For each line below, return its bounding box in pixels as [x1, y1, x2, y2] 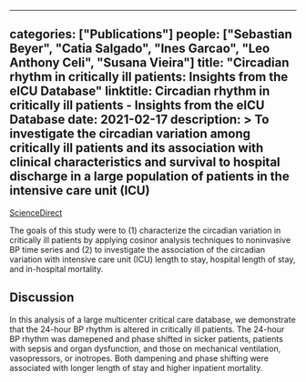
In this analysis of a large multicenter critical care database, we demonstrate [9, 314, 296, 325]
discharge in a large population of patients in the [9, 169, 290, 185]
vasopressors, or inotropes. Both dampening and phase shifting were [9, 352, 269, 364]
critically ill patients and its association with [9, 140, 264, 156]
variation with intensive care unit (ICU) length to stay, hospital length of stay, [9, 254, 296, 265]
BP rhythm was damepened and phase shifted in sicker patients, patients [9, 333, 284, 344]
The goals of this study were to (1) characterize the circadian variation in [9, 225, 281, 236]
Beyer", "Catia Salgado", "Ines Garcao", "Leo [9, 41, 270, 56]
